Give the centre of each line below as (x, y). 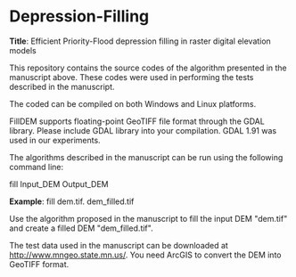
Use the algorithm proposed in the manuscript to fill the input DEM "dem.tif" (148, 218)
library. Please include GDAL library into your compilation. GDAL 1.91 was (143, 130)
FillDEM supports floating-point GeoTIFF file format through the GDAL (137, 121)
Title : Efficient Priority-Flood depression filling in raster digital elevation (140, 41)
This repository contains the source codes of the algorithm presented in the (148, 68)
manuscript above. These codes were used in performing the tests (132, 77)
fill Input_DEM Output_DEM (59, 183)
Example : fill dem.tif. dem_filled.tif (72, 201)
